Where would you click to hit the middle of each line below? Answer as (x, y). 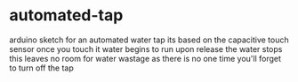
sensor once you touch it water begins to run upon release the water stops (146, 48)
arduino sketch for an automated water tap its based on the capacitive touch (149, 40)
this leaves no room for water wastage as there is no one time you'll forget (145, 58)
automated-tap (66, 15)
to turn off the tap (41, 68)
